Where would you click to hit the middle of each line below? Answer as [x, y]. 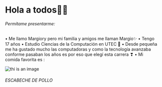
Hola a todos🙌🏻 [37, 10]
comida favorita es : [25, 60]
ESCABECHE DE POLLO [29, 80]
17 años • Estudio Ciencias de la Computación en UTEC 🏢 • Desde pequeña [81, 44]
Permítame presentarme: [30, 23]
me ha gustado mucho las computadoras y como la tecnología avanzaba [78, 49]
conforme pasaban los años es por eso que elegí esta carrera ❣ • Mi [74, 54]
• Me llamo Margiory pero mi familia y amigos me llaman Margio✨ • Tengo [80, 39]
